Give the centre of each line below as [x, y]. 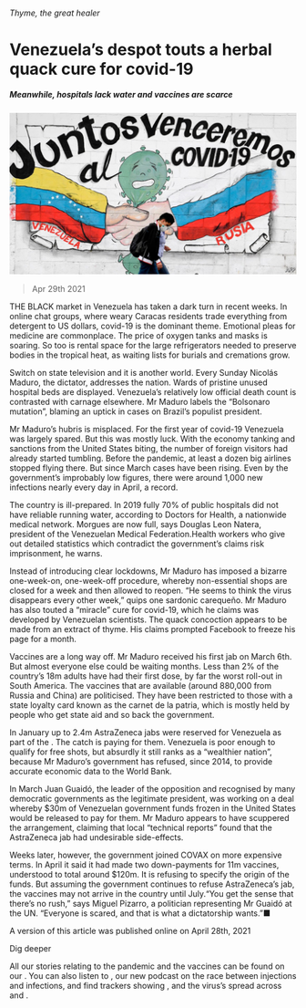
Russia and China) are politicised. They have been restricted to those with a [151, 696]
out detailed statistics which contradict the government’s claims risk [137, 544]
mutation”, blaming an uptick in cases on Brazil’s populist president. [136, 411]
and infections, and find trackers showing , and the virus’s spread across [146, 986]
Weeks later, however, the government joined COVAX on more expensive [146, 855]
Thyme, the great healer [55, 13]
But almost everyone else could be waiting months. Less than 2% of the [144, 667]
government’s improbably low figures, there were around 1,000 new [136, 478]
